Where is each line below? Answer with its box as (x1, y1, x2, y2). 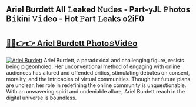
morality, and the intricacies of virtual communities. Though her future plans (6, 76, 191, 82)
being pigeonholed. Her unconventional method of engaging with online (6, 63, 181, 70)
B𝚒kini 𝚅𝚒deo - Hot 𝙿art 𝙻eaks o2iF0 (6, 14, 145, 24)
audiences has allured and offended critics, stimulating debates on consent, (6, 69, 190, 76)
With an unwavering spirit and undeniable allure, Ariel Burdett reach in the (6, 88, 185, 95)
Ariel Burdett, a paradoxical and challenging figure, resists (44, 57, 184, 63)
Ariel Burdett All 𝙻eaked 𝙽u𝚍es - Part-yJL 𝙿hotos (6, 5, 190, 15)
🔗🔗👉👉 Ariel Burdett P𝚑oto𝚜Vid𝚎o (6, 38, 138, 48)
